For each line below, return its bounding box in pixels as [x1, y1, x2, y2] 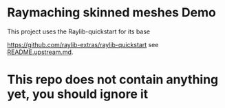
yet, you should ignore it [7, 87, 149, 102]
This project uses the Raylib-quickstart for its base [7, 27, 151, 36]
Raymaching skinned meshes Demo [7, 5, 217, 21]
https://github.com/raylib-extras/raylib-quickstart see [7, 40, 159, 49]
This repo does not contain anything [7, 72, 219, 87]
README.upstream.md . [7, 48, 74, 56]
